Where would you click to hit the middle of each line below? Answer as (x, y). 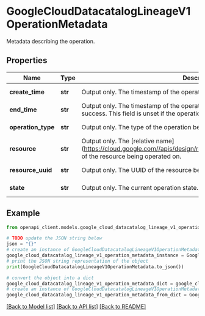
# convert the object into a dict (50, 278)
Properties (27, 60)
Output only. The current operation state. (140, 187)
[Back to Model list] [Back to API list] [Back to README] (76, 307)
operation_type (32, 127)
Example (23, 213)
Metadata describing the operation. (51, 41)
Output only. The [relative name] (128, 141)
